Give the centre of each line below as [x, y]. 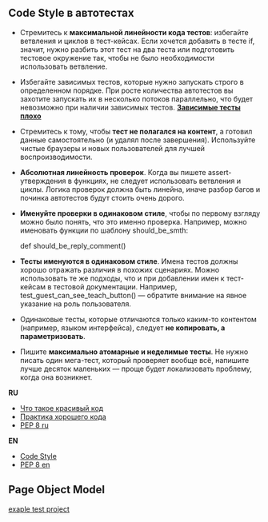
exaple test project [39, 509]
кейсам [33, 286]
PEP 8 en [35, 464]
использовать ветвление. [64, 66]
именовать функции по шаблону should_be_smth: [104, 230]
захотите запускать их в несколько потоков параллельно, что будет [136, 98]
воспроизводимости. [56, 157]
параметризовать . [52, 336]
